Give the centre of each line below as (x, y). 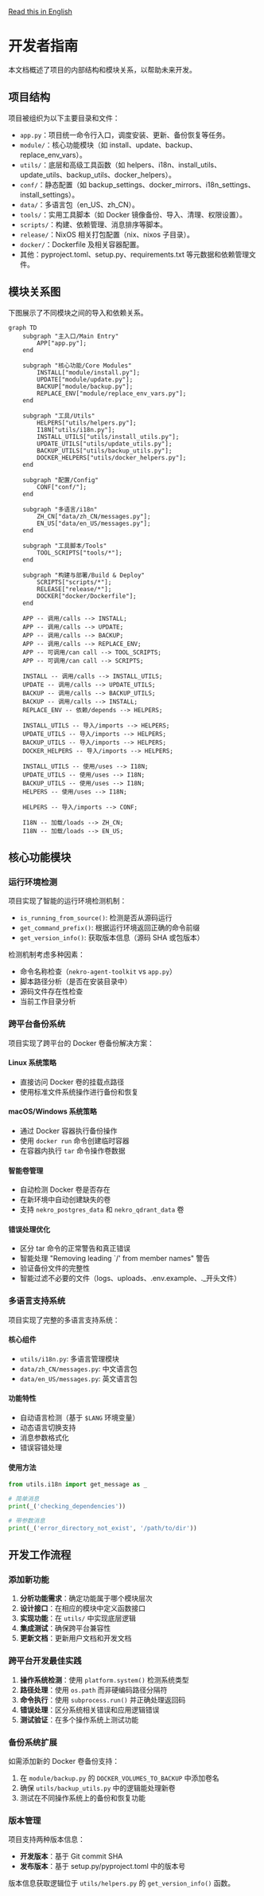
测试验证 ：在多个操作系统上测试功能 (79, 1719)
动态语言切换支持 (48, 1428)
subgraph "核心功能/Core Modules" (78, 366)
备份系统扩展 (33, 1742)
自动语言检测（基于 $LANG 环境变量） (80, 1418)
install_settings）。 (49, 194)
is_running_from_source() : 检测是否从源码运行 (96, 918)
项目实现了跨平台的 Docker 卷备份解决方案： (82, 1043)
